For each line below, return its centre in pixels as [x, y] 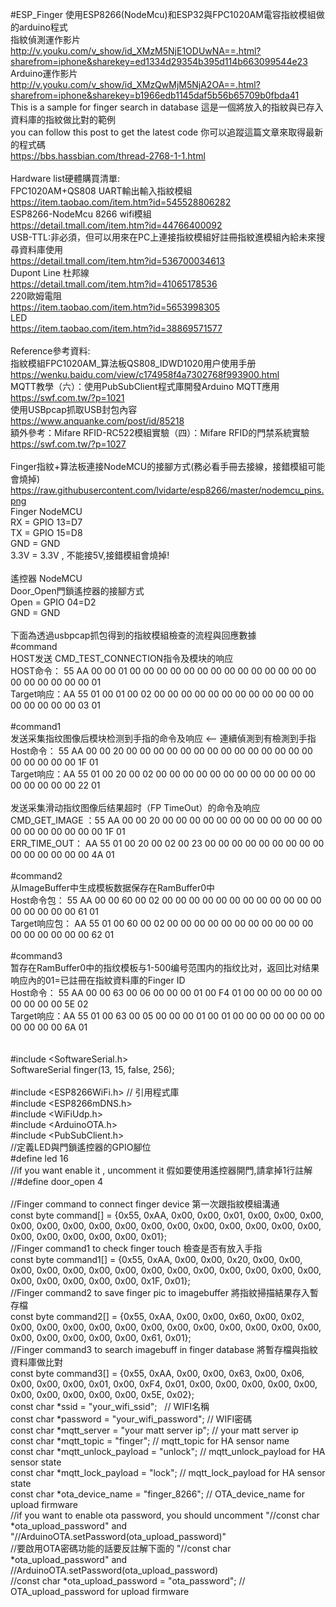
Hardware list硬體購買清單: [65, 178]
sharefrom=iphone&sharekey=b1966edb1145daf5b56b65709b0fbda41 [155, 95]
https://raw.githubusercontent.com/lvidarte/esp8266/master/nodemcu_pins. [167, 490]
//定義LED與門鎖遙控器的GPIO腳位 [81, 1147]
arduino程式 [43, 27]
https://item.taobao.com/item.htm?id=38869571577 [116, 328]
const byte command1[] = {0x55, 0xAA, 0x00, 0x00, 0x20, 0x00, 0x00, [156, 1259]
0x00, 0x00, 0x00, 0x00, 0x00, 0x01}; [88, 1236]
